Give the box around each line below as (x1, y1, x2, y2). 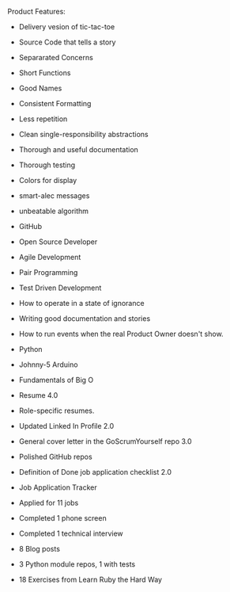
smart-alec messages (18, 191, 90, 201)
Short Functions (18, 68, 71, 78)
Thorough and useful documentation (18, 145, 139, 154)
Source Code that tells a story (18, 37, 116, 47)
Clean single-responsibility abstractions (18, 130, 149, 139)
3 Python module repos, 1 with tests (18, 560, 136, 569)
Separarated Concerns (18, 53, 94, 62)
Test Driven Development (18, 283, 102, 292)
